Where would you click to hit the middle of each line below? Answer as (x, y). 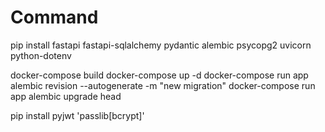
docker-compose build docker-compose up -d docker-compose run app (159, 75)
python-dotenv (41, 55)
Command (54, 17)
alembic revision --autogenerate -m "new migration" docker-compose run (163, 85)
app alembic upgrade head (66, 96)
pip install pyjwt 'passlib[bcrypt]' (77, 115)
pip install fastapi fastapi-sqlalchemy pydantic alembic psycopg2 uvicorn (161, 45)
